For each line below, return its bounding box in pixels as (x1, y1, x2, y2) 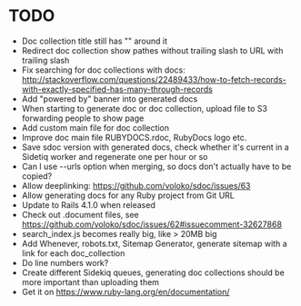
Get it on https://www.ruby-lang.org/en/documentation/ (21, 286, 230, 297)
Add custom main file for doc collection (21, 122, 170, 133)
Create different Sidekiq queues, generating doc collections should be (21, 267, 286, 278)
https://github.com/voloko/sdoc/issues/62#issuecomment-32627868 (21, 219, 283, 230)
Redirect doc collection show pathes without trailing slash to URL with (21, 44, 284, 55)
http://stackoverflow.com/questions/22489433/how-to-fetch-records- (21, 74, 287, 84)
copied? (21, 170, 53, 182)
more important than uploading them (21, 276, 160, 287)
